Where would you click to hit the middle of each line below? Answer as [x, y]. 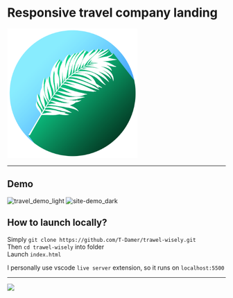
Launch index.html [34, 254]
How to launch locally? [57, 223]
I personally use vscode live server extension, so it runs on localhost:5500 [116, 268]
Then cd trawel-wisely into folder [56, 247]
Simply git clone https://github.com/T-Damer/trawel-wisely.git [102, 239]
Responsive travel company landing [113, 13]
